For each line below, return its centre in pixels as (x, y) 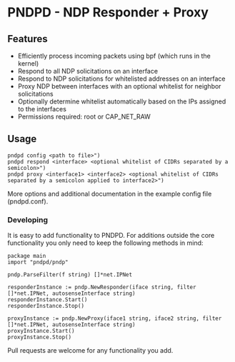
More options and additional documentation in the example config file (110, 193)
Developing (28, 220)
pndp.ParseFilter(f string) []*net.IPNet (70, 275)
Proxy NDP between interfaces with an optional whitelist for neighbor (119, 86)
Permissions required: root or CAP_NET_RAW (84, 116)
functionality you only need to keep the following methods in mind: (105, 243)
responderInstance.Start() (47, 300)
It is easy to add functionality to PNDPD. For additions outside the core (111, 236)
